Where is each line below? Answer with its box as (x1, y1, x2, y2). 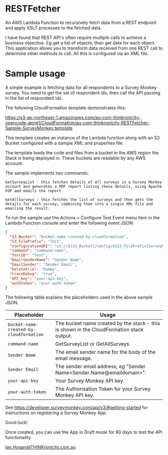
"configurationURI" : (9, 243, 52, 249)
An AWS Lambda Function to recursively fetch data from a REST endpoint (5, 19, 156, 25)
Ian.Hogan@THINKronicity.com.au (5, 444, 76, 450)
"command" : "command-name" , (9, 248, 68, 253)
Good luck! (5, 420, 28, 426)
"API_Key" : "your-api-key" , (9, 276, 68, 281)
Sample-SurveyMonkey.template (5, 125, 72, 131)
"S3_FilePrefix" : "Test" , (9, 239, 64, 244)
